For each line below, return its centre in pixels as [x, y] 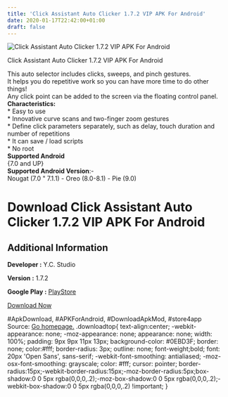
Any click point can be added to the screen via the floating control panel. [113, 96]
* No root [21, 149]
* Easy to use [27, 111]
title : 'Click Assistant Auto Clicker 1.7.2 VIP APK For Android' [107, 14]
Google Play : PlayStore [42, 292]
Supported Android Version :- [51, 171]
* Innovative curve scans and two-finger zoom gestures [88, 119]
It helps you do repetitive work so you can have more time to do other [108, 82]
